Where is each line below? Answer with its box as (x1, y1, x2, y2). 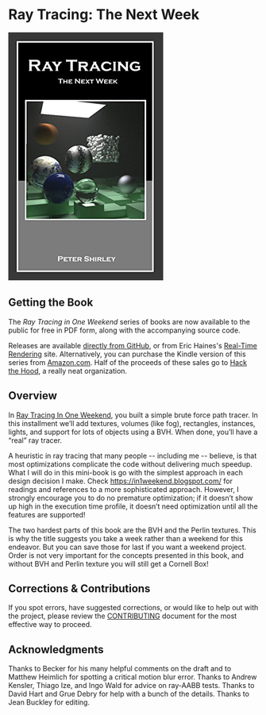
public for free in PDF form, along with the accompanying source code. (8, 325, 241, 335)
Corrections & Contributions (8, 582, 151, 595)
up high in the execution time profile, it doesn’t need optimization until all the (8, 502, 258, 511)
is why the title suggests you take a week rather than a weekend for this (8, 533, 244, 543)
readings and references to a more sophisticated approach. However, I (8, 484, 240, 494)
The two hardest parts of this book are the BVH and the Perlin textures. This (8, 525, 256, 535)
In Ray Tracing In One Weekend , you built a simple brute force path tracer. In (8, 410, 258, 420)
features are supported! (8, 509, 86, 519)
